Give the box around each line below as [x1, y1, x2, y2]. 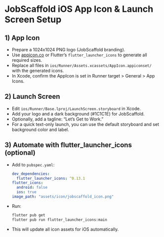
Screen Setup [4, 14, 62, 25]
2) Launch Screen [4, 92, 60, 101]
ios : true [16, 190, 37, 195]
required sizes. [11, 57, 42, 63]
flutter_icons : [11, 180, 43, 186]
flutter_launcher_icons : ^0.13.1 [16, 176, 85, 181]
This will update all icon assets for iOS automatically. [11, 226, 119, 232]
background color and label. [11, 126, 70, 132]
